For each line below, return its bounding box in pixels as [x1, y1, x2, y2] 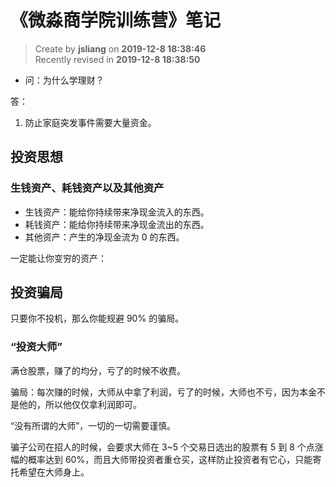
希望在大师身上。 [18, 466, 90, 478]
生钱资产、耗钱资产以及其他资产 [10, 181, 165, 195]
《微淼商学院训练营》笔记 [10, 9, 222, 32]
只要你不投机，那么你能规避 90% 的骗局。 [10, 312, 185, 325]
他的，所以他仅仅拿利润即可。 [18, 398, 142, 410]
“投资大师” [10, 340, 63, 354]
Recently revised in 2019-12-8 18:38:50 [34, 53, 201, 65]
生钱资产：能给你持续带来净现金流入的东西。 [24, 206, 210, 218]
